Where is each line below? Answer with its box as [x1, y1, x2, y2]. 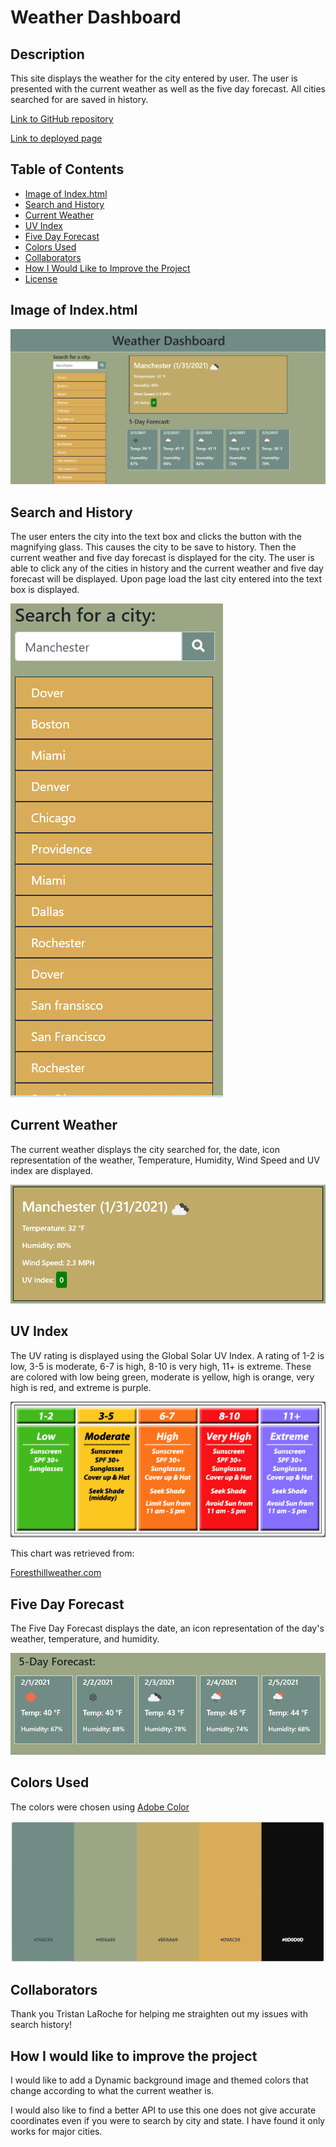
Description [10, 46, 85, 63]
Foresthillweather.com [10, 1567, 102, 1579]
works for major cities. [10, 2126, 103, 2138]
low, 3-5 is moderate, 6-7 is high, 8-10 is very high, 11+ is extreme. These [10, 1360, 312, 1372]
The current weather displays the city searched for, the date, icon [10, 1143, 281, 1155]
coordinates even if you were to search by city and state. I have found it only [10, 2115, 326, 2127]
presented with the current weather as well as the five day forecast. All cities [10, 83, 326, 95]
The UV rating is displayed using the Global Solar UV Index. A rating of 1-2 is [10, 1349, 325, 1361]
